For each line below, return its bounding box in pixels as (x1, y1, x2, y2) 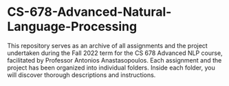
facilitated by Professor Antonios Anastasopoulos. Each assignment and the (7, 56, 222, 64)
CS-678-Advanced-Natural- (7, 4, 172, 20)
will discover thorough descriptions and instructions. (7, 70, 156, 79)
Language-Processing (7, 19, 138, 34)
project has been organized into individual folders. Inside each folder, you (7, 63, 215, 72)
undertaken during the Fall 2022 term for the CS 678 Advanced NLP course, (7, 49, 223, 57)
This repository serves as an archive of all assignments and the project (7, 41, 208, 50)
